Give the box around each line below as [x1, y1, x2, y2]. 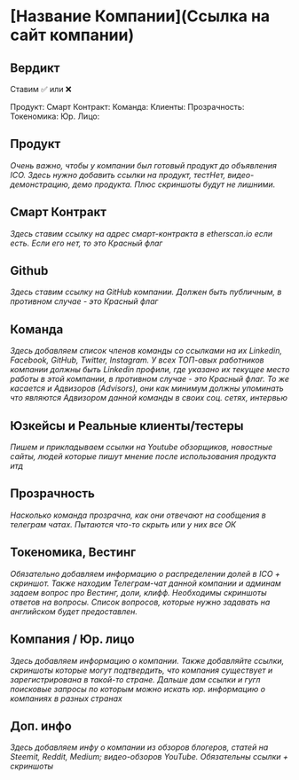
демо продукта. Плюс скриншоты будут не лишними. [72, 179, 276, 190]
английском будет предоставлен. [10, 605, 138, 617]
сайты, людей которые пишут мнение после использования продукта [10, 451, 277, 462]
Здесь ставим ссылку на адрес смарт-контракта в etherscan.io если [10, 228, 273, 238]
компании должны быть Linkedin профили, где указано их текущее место [10, 364, 290, 375]
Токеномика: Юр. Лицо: [10, 111, 100, 121]
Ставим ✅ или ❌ [10, 84, 72, 94]
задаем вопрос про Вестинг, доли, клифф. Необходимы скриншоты [10, 587, 267, 597]
